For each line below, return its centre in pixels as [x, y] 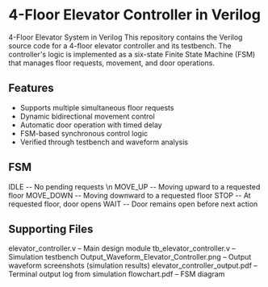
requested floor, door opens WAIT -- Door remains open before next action [133, 204]
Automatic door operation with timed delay [91, 125]
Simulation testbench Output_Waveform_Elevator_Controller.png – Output [130, 257]
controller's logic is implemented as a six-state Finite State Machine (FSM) [132, 54]
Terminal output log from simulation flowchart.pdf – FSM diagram [117, 274]
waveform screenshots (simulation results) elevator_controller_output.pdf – [133, 266]
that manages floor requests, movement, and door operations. [112, 63]
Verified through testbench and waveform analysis [104, 142]
